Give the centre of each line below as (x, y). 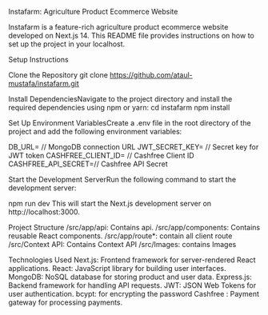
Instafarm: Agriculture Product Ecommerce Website (93, 12)
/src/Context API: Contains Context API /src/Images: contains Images (122, 244)
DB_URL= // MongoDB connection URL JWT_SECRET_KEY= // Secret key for (134, 147)
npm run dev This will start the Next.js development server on (110, 203)
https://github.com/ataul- (151, 75)
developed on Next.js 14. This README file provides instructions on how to (131, 36)
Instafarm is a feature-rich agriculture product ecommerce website (118, 27)
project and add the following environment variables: (95, 132)
